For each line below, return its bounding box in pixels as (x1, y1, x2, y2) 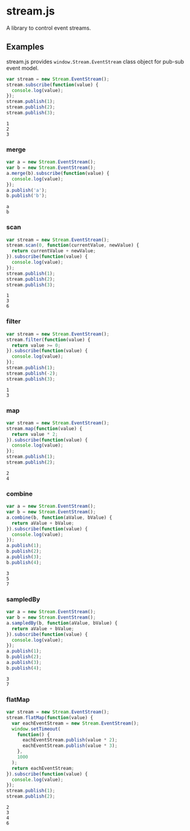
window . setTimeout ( (11, 726, 61, 732)
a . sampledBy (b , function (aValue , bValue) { (6, 620, 118, 626)
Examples (6, 42, 44, 52)
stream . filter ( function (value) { (6, 337, 91, 343)
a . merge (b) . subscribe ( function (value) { (6, 170, 110, 176)
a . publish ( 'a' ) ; (6, 187, 47, 193)
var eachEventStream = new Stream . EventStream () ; (11, 720, 139, 726)
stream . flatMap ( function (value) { (6, 714, 94, 721)
